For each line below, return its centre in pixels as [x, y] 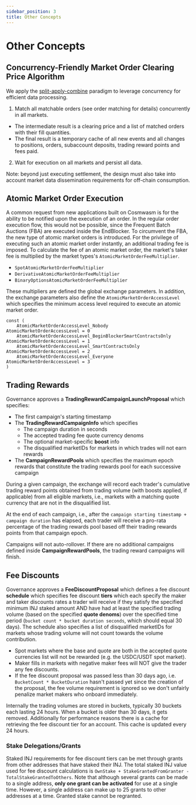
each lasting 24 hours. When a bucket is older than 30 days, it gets [87, 712]
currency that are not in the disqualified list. [59, 503]
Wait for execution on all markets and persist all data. [78, 163]
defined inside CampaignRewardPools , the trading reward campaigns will [95, 551]
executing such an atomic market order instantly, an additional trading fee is [97, 243]
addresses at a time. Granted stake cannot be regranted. [74, 796]
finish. [13, 557]
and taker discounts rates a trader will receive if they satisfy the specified [94, 601]
